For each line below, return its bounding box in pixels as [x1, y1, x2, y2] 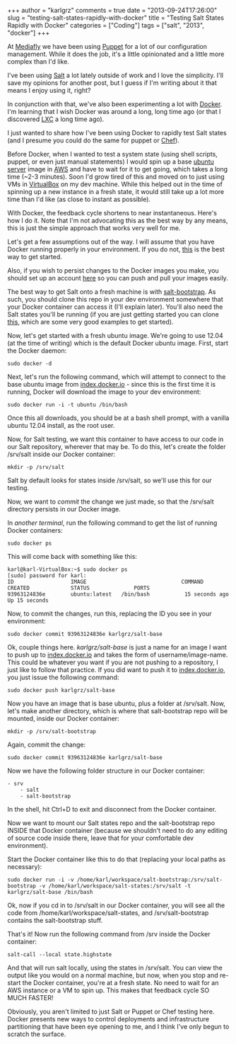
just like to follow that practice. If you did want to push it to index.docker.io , [7, 666, 226, 674]
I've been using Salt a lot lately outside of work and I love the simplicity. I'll [7, 71, 224, 79]
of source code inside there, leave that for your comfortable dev [7, 834, 194, 842]
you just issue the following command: [7, 673, 119, 681]
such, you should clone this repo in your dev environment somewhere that [7, 295, 224, 303]
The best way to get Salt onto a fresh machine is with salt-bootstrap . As [7, 288, 216, 296]
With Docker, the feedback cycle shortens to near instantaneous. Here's [7, 209, 218, 217]
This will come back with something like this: [7, 552, 138, 560]
